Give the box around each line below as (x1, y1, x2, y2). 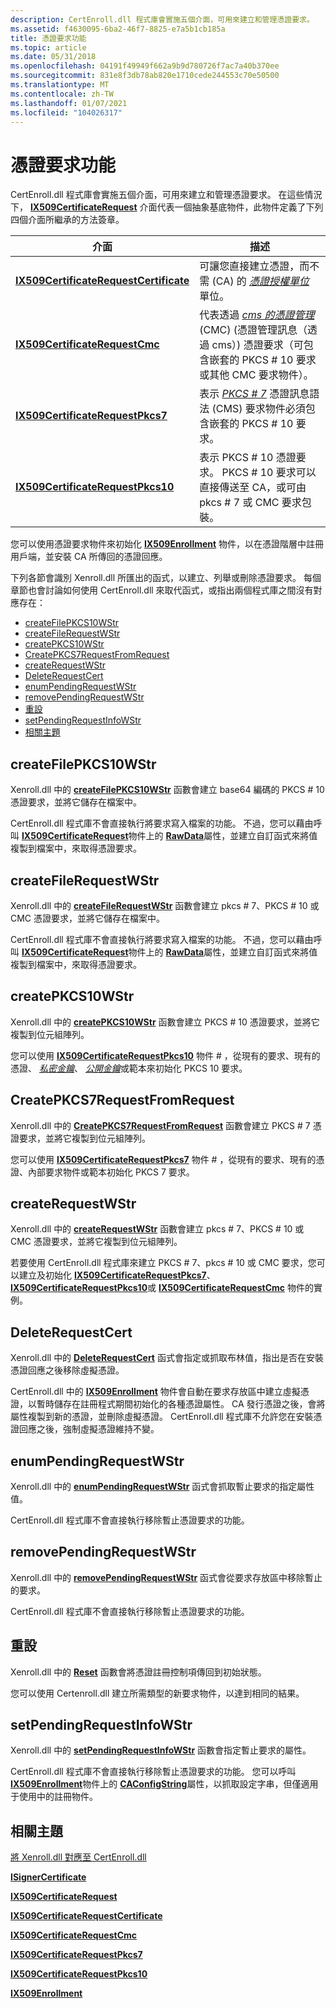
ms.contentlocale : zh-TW (10, 89, 114, 99)
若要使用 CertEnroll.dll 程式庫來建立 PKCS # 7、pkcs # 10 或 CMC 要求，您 (10, 1257, 317, 1269)
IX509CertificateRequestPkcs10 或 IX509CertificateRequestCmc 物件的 (10, 1282, 314, 1294)
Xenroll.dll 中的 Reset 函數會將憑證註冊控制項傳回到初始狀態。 (10, 1666, 267, 1678)
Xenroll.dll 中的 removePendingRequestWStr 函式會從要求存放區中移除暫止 (10, 1571, 323, 1583)
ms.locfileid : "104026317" (10, 107, 123, 118)
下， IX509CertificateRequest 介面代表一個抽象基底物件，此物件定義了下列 (10, 201, 324, 213)
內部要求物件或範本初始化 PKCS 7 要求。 (27, 1166, 195, 1178)
